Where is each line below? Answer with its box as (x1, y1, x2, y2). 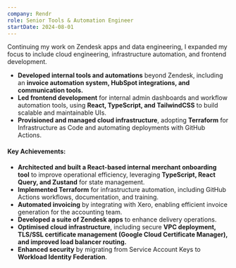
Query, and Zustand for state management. (17, 177, 145, 186)
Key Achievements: (7, 147, 66, 155)
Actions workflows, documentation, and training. (17, 193, 159, 201)
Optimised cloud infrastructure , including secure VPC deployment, (17, 222, 216, 231)
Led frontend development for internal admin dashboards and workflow (17, 94, 228, 102)
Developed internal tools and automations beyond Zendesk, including (17, 71, 223, 79)
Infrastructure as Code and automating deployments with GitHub (17, 124, 206, 132)
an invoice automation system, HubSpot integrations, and (17, 79, 190, 87)
